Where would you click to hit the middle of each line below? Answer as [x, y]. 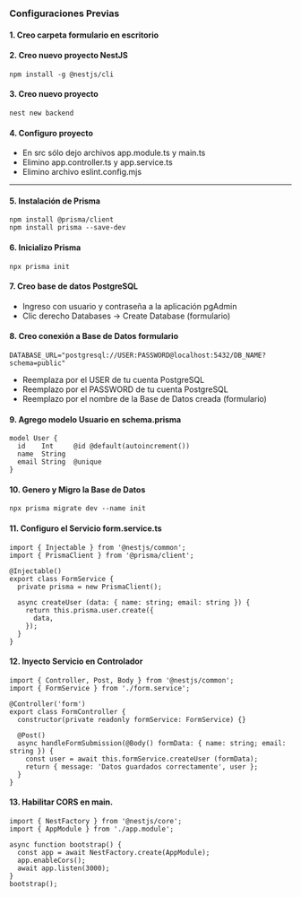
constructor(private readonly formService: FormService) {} [132, 719]
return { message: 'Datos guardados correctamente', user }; [142, 766]
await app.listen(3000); [64, 868]
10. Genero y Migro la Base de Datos [77, 489]
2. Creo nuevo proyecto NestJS [69, 56]
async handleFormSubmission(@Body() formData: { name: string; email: [152, 743]
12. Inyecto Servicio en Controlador [76, 661]
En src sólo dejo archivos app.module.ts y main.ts [114, 153]
